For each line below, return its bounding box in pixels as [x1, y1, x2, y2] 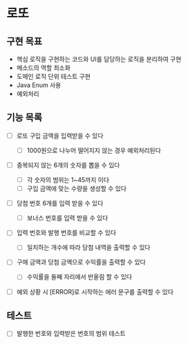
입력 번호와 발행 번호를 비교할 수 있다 [16, 228, 117, 237]
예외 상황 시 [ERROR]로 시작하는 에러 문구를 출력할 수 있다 [16, 287, 174, 296]
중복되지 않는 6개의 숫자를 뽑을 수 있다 [16, 161, 120, 169]
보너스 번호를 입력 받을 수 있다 [26, 214, 109, 222]
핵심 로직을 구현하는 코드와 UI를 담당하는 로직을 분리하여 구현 [16, 55, 182, 63]
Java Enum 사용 [16, 81, 62, 89]
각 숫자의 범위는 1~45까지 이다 [26, 176, 110, 183]
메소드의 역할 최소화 [16, 64, 70, 72]
